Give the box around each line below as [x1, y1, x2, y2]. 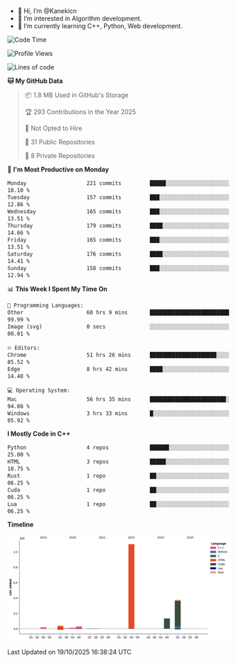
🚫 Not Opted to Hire [24, 124, 83, 132]
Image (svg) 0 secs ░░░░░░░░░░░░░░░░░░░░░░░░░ [7, 323, 230, 330]
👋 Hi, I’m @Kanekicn [17, 7, 77, 15]
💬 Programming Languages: [7, 302, 83, 309]
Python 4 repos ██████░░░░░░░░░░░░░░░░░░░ [7, 444, 230, 451]
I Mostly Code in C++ [7, 429, 71, 438]
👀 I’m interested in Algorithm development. [17, 14, 142, 23]
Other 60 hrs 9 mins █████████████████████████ [7, 309, 230, 316]
